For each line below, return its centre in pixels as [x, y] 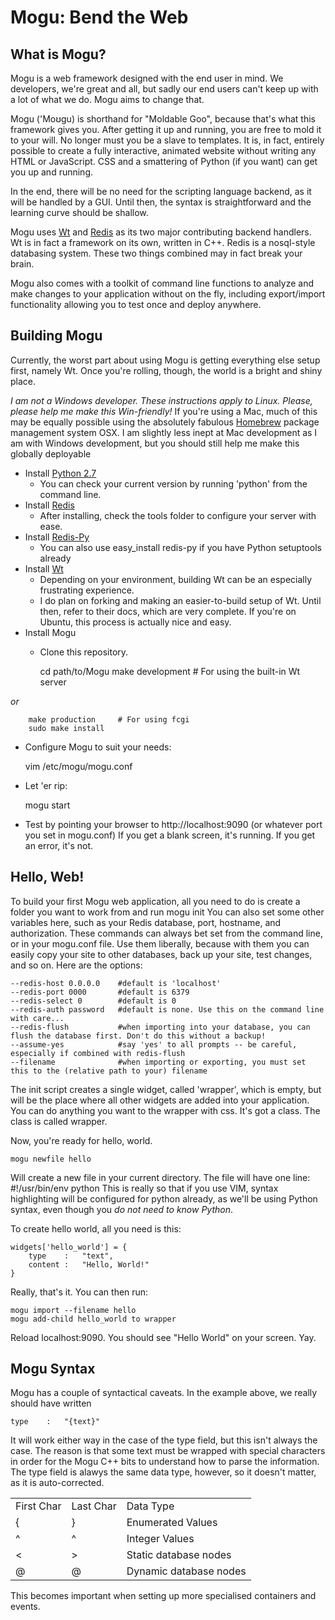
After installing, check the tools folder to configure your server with [178, 515]
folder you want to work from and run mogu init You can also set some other [167, 912]
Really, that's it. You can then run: [79, 1292]
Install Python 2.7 [60, 473]
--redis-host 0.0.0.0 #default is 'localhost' [116, 983]
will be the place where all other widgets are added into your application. [160, 1100]
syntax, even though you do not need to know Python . [122, 1209]
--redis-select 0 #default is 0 [93, 1001]
